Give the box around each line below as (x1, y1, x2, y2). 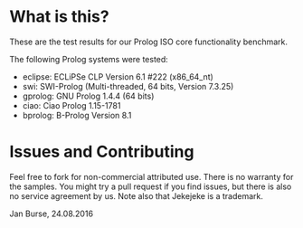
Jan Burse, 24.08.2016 (9, 208, 93, 219)
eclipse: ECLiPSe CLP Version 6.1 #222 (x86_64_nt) (22, 71, 214, 82)
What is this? (9, 6, 110, 27)
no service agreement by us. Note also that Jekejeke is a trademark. (9, 190, 264, 201)
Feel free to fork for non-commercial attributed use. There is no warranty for (9, 171, 294, 182)
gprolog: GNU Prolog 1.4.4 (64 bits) (22, 90, 155, 101)
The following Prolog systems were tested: (9, 53, 169, 64)
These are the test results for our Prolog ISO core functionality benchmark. (9, 36, 288, 47)
